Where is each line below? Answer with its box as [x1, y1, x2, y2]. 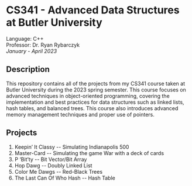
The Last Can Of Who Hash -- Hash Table [14, 174, 115, 181]
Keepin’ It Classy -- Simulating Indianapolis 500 [14, 143, 129, 150]
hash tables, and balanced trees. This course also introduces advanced [6, 104, 179, 111]
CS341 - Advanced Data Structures [6, 3, 180, 17]
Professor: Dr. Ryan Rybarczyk [6, 41, 80, 48]
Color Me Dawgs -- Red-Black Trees [14, 168, 103, 175]
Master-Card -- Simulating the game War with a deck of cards [14, 149, 164, 156]
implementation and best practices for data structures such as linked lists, [6, 99, 184, 106]
